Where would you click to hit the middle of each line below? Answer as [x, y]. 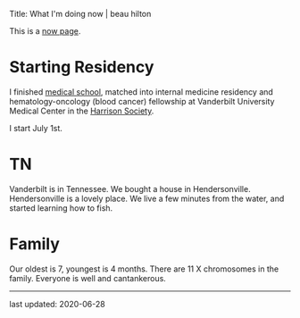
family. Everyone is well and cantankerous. [88, 278]
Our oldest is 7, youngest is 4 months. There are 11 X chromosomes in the [144, 269]
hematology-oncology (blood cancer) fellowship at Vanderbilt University [142, 101]
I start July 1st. [36, 128]
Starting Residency [82, 67]
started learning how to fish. [61, 208]
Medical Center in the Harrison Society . [82, 111]
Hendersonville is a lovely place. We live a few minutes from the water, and [147, 198]
